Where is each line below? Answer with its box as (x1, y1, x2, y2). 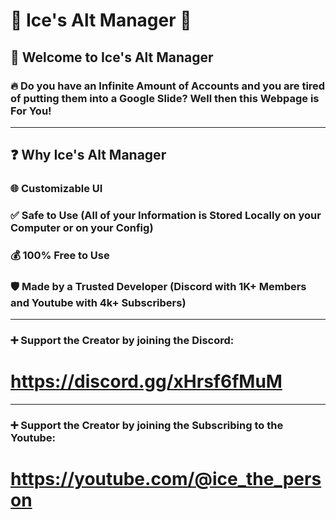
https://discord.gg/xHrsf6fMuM (10, 370, 283, 393)
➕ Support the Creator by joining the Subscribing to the (10, 419, 284, 433)
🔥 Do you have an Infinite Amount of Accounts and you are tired (10, 79, 326, 93)
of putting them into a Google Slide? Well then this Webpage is (10, 91, 320, 105)
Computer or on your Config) (10, 221, 154, 235)
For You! (10, 104, 52, 118)
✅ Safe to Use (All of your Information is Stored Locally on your (10, 209, 322, 223)
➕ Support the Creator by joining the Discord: (10, 334, 235, 348)
